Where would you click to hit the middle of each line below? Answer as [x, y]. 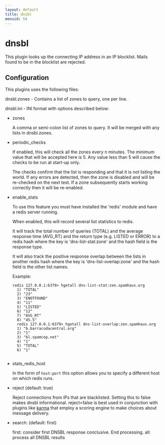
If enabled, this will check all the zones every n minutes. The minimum [83, 152]
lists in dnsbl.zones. [32, 133]
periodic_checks [29, 142]
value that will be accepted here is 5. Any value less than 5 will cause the [86, 157]
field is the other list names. [40, 267]
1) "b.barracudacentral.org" [47, 329]
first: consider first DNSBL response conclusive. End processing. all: [82, 432]
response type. [28, 247]
